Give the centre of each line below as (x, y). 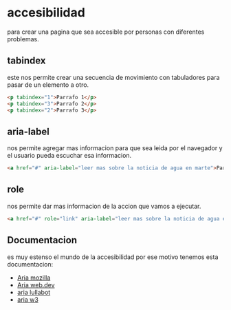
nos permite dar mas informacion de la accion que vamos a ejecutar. (104, 206)
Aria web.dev (36, 285)
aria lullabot (34, 292)
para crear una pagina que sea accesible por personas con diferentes (106, 32)
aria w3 (28, 299)
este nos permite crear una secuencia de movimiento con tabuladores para (113, 77)
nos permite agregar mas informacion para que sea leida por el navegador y (115, 148)
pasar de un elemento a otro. (48, 85)
